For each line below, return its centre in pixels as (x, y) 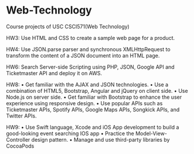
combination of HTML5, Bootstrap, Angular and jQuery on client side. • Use (97, 91)
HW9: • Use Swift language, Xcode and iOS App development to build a (93, 127)
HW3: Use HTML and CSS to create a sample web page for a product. (91, 38)
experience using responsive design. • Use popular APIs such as (84, 103)
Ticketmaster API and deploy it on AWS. (54, 73)
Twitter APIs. (21, 116)
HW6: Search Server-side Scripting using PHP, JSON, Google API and (90, 67)
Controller (18, 139)
